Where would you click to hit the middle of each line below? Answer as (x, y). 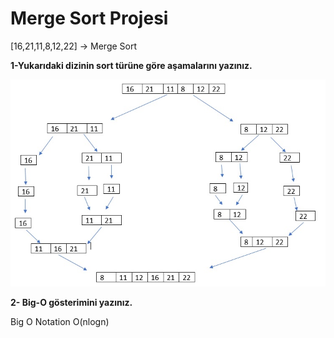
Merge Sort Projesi (89, 18)
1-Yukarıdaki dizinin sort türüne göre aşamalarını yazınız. (131, 65)
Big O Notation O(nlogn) (60, 321)
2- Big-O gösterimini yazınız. (71, 302)
